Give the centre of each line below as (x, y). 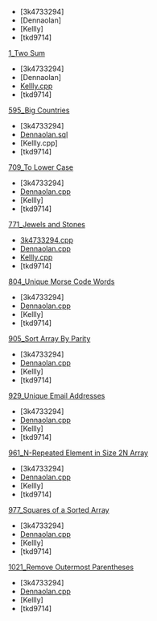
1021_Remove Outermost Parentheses (71, 567)
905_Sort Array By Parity (50, 338)
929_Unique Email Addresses (57, 396)
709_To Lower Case (41, 167)
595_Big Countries (39, 110)
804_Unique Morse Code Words (62, 281)
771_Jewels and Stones (47, 224)
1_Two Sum (27, 53)
